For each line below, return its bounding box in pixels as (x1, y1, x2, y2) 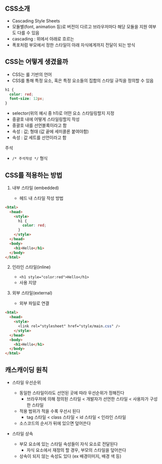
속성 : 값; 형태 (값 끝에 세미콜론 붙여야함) (12, 129, 89, 135)
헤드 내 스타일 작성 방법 (19, 195, 64, 201)
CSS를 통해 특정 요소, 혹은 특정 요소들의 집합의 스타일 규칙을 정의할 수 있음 (12, 77, 154, 83)
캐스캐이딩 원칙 (5, 366, 48, 374)
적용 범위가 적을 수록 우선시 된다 (19, 408, 81, 414)
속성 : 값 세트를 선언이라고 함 (12, 135, 67, 140)
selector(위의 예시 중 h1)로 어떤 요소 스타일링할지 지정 (12, 110, 115, 116)
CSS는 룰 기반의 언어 (12, 71, 52, 77)
